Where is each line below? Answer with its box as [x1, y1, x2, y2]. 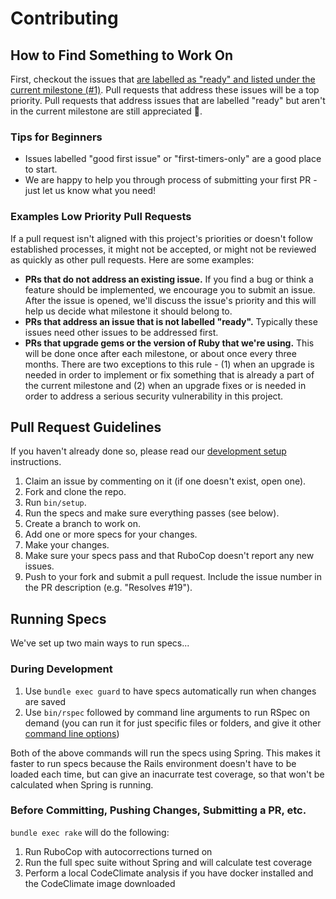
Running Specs [10, 610, 107, 627]
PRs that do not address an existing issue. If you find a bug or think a [24, 273, 314, 285]
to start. [24, 163, 58, 176]
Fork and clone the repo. [24, 486, 127, 498]
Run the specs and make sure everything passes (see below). [24, 507, 280, 519]
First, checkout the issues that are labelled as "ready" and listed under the [10, 73, 316, 85]
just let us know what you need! [24, 185, 157, 197]
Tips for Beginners [10, 130, 103, 144]
